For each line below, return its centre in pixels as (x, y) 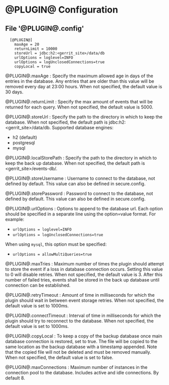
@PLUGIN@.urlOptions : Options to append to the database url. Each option (84, 209)
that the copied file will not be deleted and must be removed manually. (78, 352)
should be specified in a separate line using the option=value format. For (81, 214)
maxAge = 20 (27, 44)
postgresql (24, 143)
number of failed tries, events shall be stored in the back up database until (82, 280)
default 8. (15, 378)
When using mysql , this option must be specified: (56, 244)
